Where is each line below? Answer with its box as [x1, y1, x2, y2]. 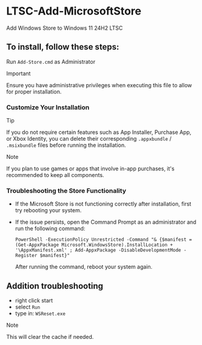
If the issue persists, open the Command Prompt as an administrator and [15, 218, 197, 226]
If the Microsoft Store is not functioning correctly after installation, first [15, 200, 192, 207]
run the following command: [15, 225, 86, 232]
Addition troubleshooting [6, 281, 104, 291]
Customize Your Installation [6, 103, 90, 112]
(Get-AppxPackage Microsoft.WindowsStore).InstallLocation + [15, 242, 173, 248]
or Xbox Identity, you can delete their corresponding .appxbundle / [6, 135, 172, 142]
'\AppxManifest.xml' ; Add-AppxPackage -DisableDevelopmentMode [15, 247, 181, 253]
